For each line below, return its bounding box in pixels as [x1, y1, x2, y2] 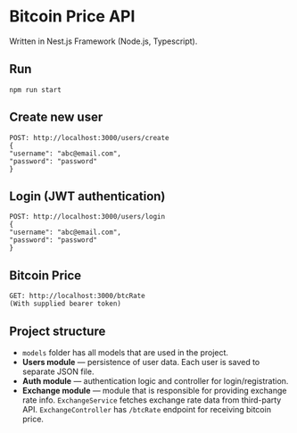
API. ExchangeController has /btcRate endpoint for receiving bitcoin [21, 404, 272, 414]
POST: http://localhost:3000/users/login [9, 212, 166, 221]
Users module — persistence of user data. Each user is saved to [21, 357, 260, 367]
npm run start [9, 85, 62, 95]
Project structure [9, 323, 106, 338]
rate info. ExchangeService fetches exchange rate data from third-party [21, 395, 282, 405]
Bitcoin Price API [9, 6, 136, 27]
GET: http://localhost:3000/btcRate [9, 292, 145, 301]
